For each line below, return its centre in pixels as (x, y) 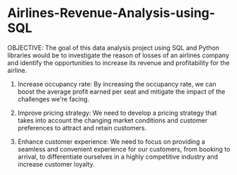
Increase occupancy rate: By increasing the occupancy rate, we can (117, 84)
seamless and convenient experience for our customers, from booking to (124, 149)
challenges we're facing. (53, 99)
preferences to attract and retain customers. (82, 128)
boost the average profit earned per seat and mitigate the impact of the (121, 91)
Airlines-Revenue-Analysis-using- (111, 13)
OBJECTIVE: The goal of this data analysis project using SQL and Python (114, 47)
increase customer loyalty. (56, 164)
